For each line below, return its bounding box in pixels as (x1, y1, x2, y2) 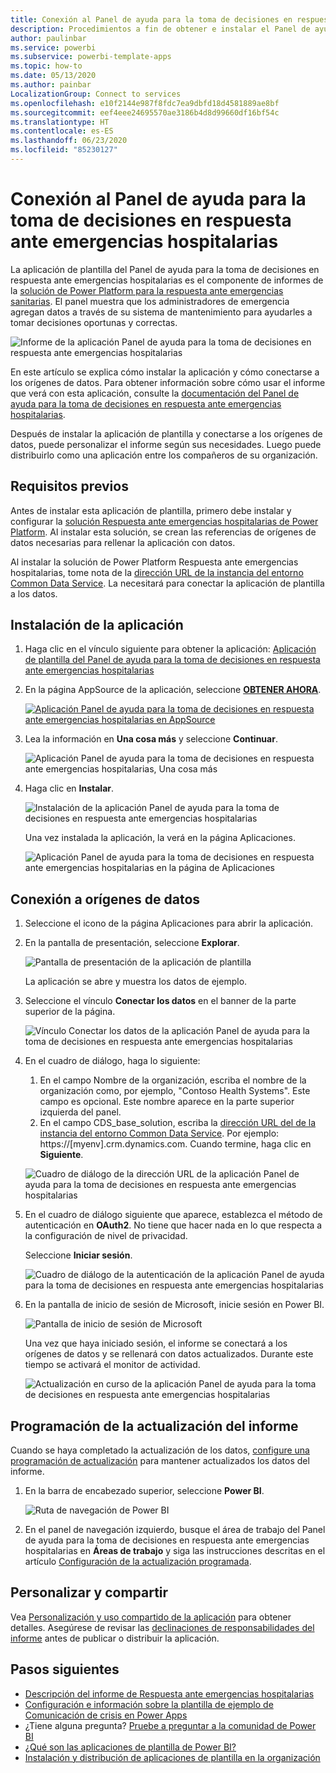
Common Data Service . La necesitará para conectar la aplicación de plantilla (10, 577, 325, 589)
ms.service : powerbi (10, 42, 97, 53)
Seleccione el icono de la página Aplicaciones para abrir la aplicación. (24, 917, 314, 930)
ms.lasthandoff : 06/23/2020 (10, 136, 128, 146)
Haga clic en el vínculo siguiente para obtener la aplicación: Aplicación (24, 643, 317, 655)
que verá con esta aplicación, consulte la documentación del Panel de (10, 387, 300, 399)
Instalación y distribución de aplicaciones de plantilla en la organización (24, 1751, 321, 1763)
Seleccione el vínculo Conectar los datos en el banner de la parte (24, 995, 297, 1007)
